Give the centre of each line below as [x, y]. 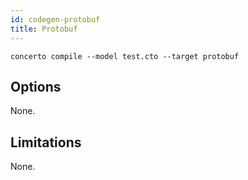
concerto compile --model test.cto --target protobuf [125, 56]
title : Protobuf [44, 29]
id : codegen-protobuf [55, 19]
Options [36, 86]
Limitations [46, 142]
